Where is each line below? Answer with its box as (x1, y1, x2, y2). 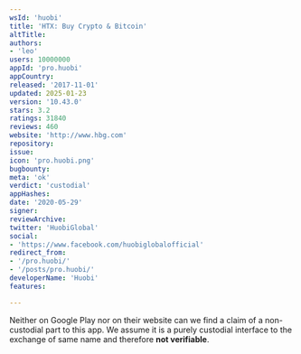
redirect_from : (9, 248, 67, 257)
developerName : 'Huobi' (9, 274, 99, 283)
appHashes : (9, 190, 51, 199)
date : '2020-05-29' (9, 198, 83, 208)
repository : (9, 139, 54, 148)
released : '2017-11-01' (9, 80, 99, 89)
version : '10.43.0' (9, 97, 83, 107)
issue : (9, 147, 34, 156)
